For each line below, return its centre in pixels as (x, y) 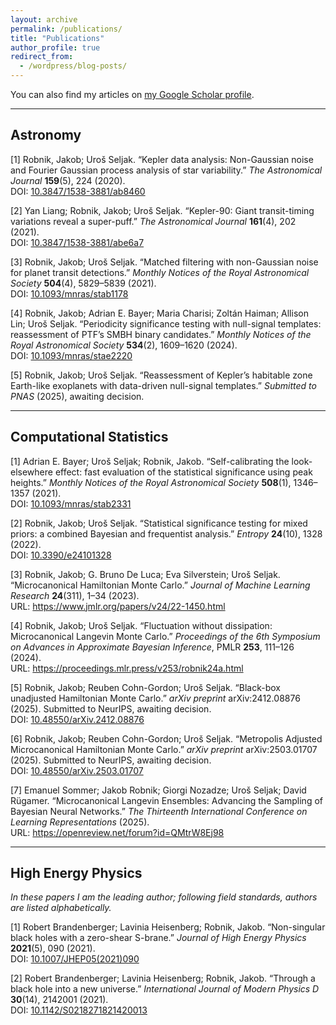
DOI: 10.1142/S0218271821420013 (79, 1010)
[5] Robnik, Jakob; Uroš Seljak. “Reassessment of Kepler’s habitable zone (161, 375)
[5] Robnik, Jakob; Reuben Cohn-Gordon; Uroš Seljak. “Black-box (145, 687)
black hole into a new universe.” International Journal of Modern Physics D (165, 989)
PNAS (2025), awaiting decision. (77, 396)
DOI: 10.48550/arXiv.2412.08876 (77, 719)
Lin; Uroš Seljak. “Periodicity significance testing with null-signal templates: (166, 323)
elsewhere (31, 472)
